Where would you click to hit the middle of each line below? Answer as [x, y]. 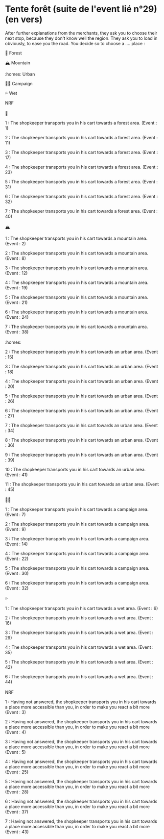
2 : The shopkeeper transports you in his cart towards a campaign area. [77, 524]
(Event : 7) [15, 514]
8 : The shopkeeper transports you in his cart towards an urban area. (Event [82, 440]
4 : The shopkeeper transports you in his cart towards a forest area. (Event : [82, 167]
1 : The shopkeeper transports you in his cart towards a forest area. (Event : [81, 123]
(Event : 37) [17, 812]
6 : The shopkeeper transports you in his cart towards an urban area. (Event [82, 410]
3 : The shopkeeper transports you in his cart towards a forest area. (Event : [82, 152]
